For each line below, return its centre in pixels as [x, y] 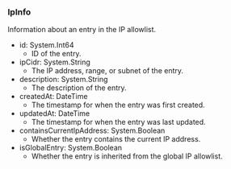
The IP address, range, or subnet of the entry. [107, 71]
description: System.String [63, 80]
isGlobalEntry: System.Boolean [71, 148]
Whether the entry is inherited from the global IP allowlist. [127, 156]
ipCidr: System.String [55, 62]
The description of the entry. [79, 88]
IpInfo [19, 12]
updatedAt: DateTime [55, 113]
